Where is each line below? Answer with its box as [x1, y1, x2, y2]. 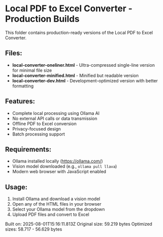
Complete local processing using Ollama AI [12, 110, 100, 116]
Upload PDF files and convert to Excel [12, 211, 90, 217]
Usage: [5, 183, 28, 191]
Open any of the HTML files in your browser [12, 201, 102, 207]
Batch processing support [12, 131, 65, 137]
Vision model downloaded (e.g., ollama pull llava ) [12, 163, 117, 169]
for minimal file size [12, 67, 52, 73]
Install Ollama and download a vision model [12, 196, 100, 202]
